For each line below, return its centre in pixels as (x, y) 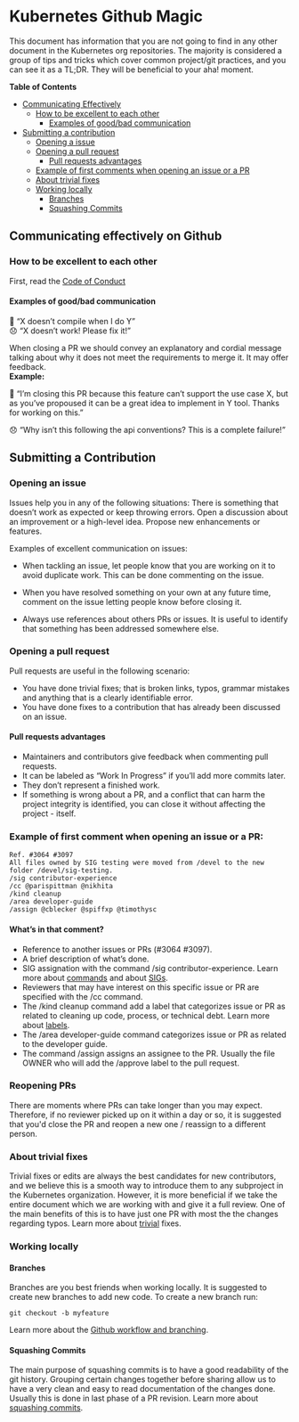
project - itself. (49, 813)
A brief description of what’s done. (85, 959)
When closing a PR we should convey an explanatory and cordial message (145, 347)
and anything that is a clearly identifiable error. (107, 698)
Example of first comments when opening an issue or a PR (142, 170)
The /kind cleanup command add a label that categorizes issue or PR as (154, 1006)
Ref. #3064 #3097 (41, 855)
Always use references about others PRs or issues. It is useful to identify (155, 619)
